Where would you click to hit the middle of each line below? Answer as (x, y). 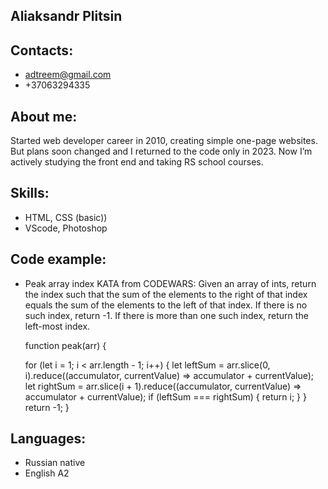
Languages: (48, 439)
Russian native (55, 463)
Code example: (58, 259)
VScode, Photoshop (66, 228)
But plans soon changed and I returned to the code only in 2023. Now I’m (161, 151)
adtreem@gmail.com (68, 75)
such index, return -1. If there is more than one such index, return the (166, 315)
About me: (44, 116)
